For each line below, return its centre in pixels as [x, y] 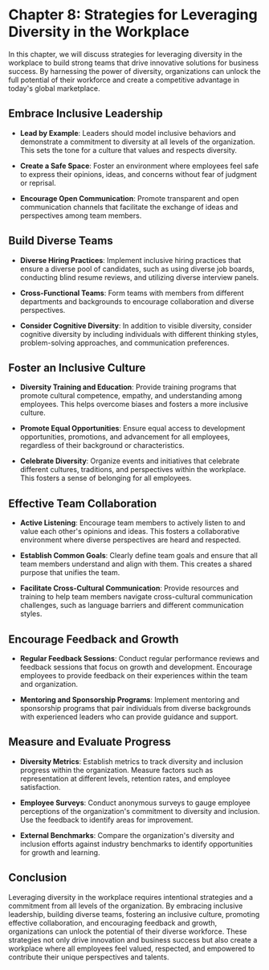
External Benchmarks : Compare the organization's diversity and [127, 835]
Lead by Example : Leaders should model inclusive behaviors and [128, 133]
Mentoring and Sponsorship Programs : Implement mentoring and [130, 700]
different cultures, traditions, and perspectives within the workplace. [133, 470]
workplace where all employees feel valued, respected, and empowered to [132, 948]
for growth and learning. [60, 852]
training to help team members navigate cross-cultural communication [136, 597]
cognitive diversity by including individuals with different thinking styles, [139, 334]
